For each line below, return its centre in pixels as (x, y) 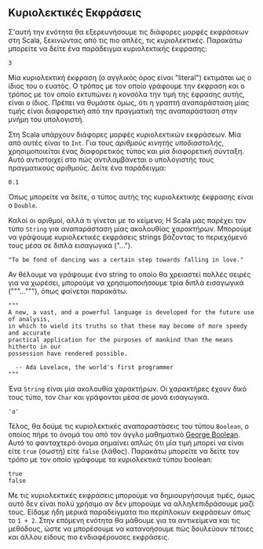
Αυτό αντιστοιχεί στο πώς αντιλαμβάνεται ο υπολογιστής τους (111, 159)
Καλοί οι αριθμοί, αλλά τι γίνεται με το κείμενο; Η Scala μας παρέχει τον (127, 220)
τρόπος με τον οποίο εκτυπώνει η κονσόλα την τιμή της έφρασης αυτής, (126, 94)
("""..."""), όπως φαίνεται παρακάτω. (68, 291)
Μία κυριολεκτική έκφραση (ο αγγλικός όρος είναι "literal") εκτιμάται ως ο (130, 77)
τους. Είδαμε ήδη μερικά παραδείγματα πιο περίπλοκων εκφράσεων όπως (130, 512)
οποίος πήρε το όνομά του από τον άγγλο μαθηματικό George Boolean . (124, 434)
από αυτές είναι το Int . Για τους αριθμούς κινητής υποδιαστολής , (116, 143)
